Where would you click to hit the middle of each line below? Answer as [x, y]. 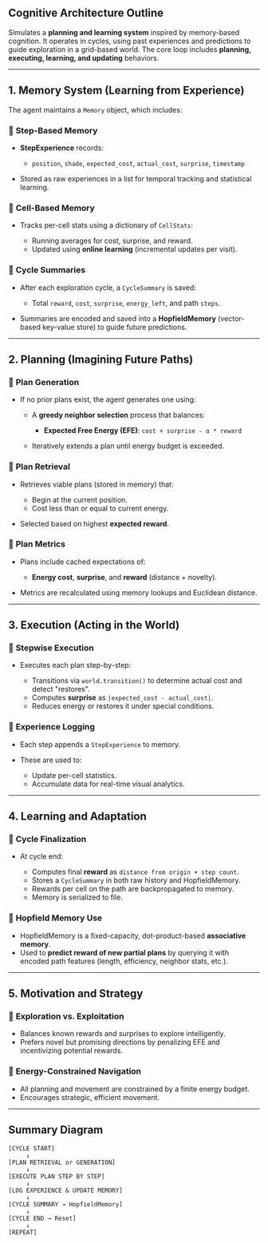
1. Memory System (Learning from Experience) [126, 91]
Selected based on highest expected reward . [95, 523]
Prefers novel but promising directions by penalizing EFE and [120, 1042]
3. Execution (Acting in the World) [94, 625]
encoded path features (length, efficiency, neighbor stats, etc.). [124, 961]
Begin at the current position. [79, 499]
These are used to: [51, 760]
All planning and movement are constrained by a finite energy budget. [134, 1089]
